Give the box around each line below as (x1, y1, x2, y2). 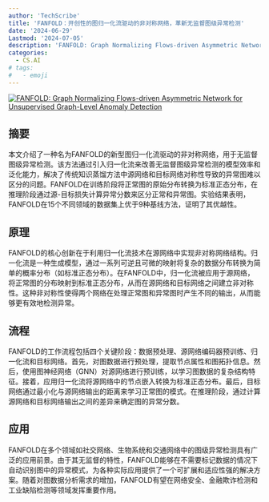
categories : (8, 49, 48, 57)
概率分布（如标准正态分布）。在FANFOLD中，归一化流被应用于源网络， (22, 268, 255, 278)
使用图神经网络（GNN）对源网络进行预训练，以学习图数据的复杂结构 (22, 367, 249, 376)
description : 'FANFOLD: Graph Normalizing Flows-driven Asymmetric (8, 42, 239, 50)
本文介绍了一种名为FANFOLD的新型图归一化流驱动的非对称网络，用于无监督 (8, 150, 259, 159)
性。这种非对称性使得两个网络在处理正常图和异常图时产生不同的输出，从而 (8, 288, 254, 298)
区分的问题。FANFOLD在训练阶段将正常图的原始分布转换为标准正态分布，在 (8, 179, 259, 189)
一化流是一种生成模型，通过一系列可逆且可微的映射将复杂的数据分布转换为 (8, 258, 254, 268)
